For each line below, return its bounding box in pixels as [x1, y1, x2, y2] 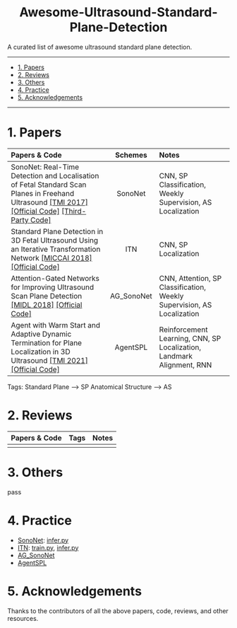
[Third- [61, 206, 87, 216]
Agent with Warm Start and [11, 320, 101, 330]
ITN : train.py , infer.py [17, 543, 79, 552]
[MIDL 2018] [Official [11, 300, 83, 310]
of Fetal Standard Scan [11, 180, 87, 190]
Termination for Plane [11, 337, 83, 347]
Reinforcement [159, 325, 208, 335]
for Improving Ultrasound [11, 282, 94, 292]
